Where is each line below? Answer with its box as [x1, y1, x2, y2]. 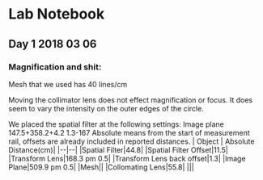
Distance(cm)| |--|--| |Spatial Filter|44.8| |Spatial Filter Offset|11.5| [8, 144, 228, 154]
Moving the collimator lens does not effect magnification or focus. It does [8, 94, 253, 105]
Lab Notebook [8, 5, 105, 23]
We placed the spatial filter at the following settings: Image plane [8, 119, 224, 129]
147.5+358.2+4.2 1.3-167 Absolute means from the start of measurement [8, 128, 251, 137]
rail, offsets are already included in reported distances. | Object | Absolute [8, 136, 255, 146]
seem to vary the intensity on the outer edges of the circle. [8, 103, 204, 113]
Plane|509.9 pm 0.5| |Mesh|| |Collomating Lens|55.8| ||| [8, 162, 194, 172]
